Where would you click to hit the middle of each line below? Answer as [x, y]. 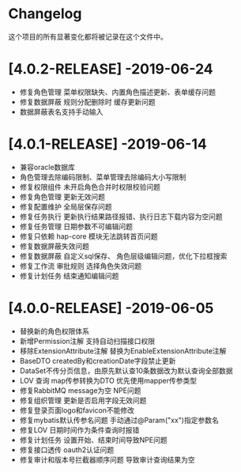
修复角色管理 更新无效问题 [62, 196]
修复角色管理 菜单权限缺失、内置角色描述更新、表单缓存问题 [117, 92]
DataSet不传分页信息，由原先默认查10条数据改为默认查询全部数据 [126, 370]
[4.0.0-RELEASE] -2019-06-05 [111, 308]
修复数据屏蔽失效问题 [54, 246]
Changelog [45, 14]
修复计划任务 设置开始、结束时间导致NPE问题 [93, 440]
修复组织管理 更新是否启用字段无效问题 [83, 400]
